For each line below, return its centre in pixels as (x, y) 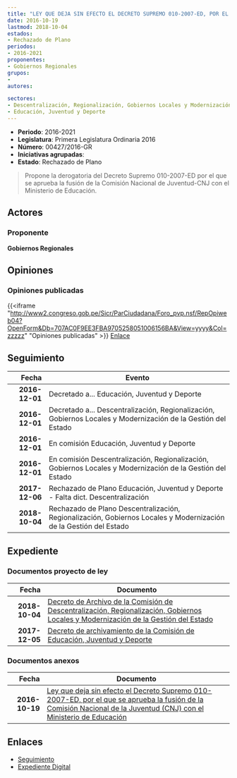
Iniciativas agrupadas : (51, 154)
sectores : (22, 99)
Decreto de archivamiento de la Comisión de (121, 631)
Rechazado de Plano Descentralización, (114, 509)
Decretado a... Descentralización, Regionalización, (132, 410)
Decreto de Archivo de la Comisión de (110, 602)
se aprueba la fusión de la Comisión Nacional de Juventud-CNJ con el (127, 183)
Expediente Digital (44, 767)
